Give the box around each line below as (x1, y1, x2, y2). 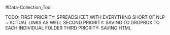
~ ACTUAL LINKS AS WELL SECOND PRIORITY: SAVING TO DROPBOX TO (5, 20, 160, 25)
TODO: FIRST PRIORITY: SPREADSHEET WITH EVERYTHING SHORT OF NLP (5, 14, 165, 20)
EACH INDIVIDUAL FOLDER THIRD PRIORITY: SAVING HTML (5, 25, 132, 31)
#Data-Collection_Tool (5, 5, 52, 10)
